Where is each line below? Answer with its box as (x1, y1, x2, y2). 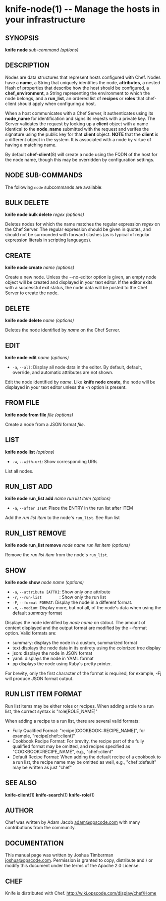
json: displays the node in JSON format (12, 650, 93, 656)
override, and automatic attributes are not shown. (12, 369, 113, 375)
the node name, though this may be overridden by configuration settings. (5, 157, 155, 162)
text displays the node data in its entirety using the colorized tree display (12, 645, 161, 651)
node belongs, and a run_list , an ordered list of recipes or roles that (5, 95, 145, 101)
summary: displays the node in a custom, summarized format (12, 639, 138, 645)
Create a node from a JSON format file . (5, 421, 85, 427)
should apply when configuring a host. (17, 101, 96, 106)
